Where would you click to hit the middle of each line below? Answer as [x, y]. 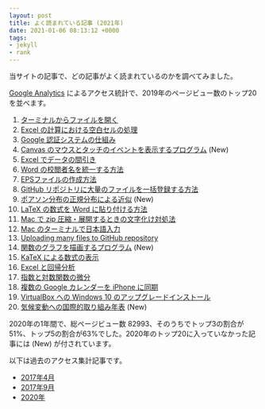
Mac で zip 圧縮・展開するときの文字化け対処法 [98, 219]
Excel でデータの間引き [58, 159]
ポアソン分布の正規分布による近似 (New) [87, 199]
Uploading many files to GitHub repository [89, 238]
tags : [18, 38]
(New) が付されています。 [73, 343]
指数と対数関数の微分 [55, 277]
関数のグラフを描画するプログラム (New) [87, 247]
